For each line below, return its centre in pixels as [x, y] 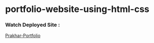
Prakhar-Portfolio [23, 35]
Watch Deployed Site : [32, 25]
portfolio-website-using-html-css [77, 9]
